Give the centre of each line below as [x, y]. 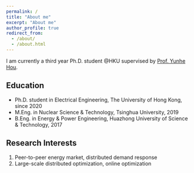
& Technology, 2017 [39, 124]
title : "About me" [29, 17]
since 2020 [28, 106]
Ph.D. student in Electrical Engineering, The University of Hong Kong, [98, 100]
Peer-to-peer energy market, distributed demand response [86, 157]
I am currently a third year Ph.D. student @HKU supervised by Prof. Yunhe [96, 61]
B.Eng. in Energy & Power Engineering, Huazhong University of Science [101, 118]
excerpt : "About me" [31, 22]
